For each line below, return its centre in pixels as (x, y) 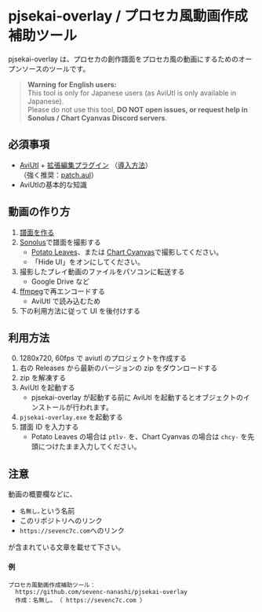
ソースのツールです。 (56, 68)
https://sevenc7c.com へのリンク (72, 530)
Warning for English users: (72, 84)
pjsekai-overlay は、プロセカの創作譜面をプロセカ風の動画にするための (124, 59)
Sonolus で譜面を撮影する (60, 242)
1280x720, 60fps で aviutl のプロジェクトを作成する (103, 358)
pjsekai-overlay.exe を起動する (71, 417)
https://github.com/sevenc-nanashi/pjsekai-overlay (102, 592)
